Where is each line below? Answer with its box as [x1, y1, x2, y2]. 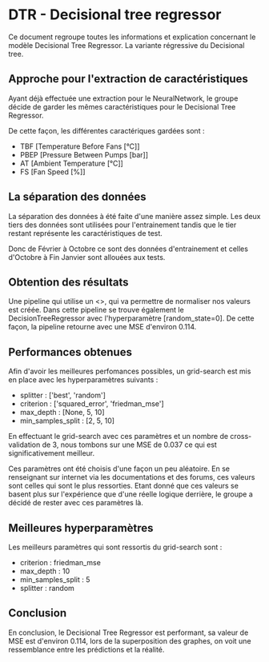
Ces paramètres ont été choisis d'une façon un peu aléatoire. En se [8, 464, 231, 473]
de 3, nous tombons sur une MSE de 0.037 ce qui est [42, 440, 218, 449]
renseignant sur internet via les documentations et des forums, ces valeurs [8, 473, 255, 482]
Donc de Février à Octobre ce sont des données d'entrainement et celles [8, 244, 248, 253]
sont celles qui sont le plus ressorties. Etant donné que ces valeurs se [8, 481, 239, 491]
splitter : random [19, 584, 74, 592]
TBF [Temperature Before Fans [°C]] [19, 142, 140, 151]
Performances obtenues [8, 345, 132, 359]
